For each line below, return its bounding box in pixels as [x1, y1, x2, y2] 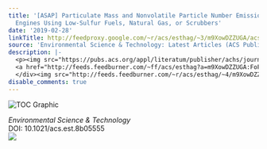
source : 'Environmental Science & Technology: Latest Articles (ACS [8, 41, 240, 49]
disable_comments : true [8, 78, 87, 86]
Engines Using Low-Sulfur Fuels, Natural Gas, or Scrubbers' [15, 19, 222, 27]
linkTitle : [8, 33, 44, 42]
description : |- [8, 48, 62, 56]
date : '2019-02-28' [8, 26, 73, 34]
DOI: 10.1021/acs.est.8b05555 [8, 124, 105, 133]
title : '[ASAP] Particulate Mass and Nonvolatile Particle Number [8, 11, 233, 20]
